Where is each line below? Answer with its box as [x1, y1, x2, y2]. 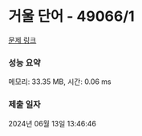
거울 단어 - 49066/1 [8, 7, 135, 26]
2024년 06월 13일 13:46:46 [8, 118, 96, 128]
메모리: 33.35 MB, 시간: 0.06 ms [8, 77, 112, 86]
